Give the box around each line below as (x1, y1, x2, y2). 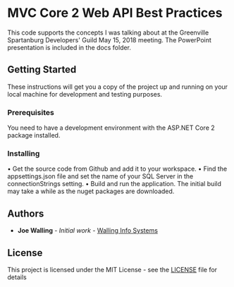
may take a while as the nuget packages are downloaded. (7, 187, 175, 195)
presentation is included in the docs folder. (7, 43, 132, 51)
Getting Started (7, 63, 77, 75)
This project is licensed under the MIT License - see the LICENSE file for (7, 265, 217, 274)
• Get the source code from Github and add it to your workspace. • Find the (7, 164, 228, 173)
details (7, 273, 27, 281)
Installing (7, 148, 40, 158)
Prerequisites (7, 107, 54, 117)
